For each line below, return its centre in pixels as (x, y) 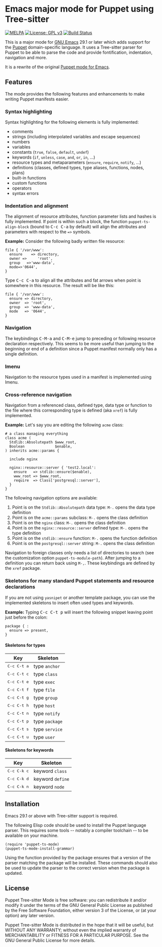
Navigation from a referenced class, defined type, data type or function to (79, 405)
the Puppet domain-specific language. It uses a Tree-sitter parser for (74, 47)
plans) (18, 173)
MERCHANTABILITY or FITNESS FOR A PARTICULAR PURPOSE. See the (77, 935)
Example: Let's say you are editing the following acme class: (64, 425)
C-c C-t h (18, 706)
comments (22, 131)
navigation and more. (26, 57)
